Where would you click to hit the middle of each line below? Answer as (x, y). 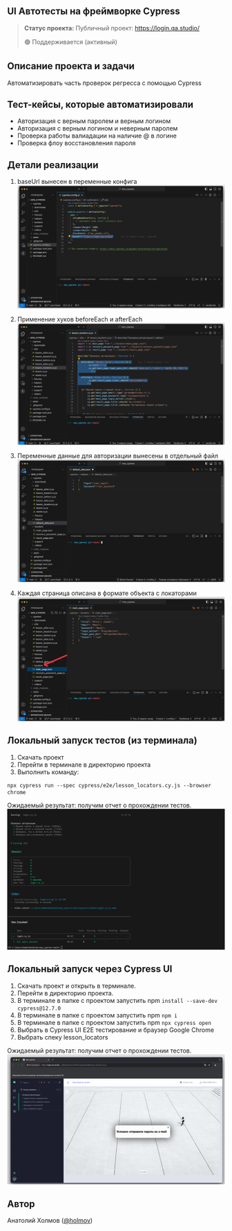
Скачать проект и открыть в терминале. (76, 986)
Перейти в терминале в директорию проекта (84, 764)
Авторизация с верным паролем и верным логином (94, 121)
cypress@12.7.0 (39, 1008)
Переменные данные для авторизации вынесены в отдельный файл (118, 456)
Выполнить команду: (48, 772)
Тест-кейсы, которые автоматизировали (100, 105)
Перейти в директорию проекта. (65, 993)
